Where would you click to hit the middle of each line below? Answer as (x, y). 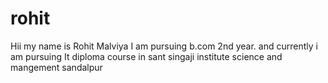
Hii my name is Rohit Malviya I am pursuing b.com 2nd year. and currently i (164, 46)
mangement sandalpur (56, 67)
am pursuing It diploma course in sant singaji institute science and (146, 56)
